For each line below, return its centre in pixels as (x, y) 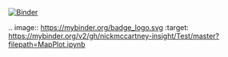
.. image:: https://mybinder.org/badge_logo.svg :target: (99, 27)
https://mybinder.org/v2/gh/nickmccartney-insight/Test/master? (114, 36)
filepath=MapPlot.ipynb (47, 44)
